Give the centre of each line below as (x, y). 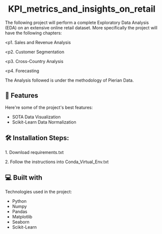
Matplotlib (22, 217)
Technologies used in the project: (38, 192)
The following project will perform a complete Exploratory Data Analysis (77, 22)
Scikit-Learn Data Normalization (44, 122)
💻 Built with (24, 178)
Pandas (20, 212)
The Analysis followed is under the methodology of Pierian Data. (69, 80)
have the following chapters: (34, 33)
